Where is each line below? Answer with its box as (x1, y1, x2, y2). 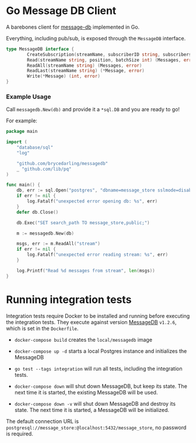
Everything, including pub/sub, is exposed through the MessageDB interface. (6, 35, 186, 42)
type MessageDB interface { (6, 46, 75, 52)
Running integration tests (6, 293, 132, 306)
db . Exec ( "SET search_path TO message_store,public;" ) (16, 219, 150, 226)
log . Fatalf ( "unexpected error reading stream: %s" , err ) (27, 252, 168, 258)
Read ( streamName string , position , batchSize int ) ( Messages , (27, 57, 181, 63)
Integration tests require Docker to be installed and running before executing (6, 312, 190, 320)
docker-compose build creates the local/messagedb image (14, 336, 153, 343)
